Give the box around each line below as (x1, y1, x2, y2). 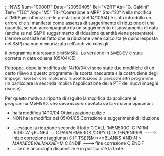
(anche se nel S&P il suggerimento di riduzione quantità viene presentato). (5, 30, 155, 36)
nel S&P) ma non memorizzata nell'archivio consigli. (5, 41, 110, 46)
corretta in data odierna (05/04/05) (5, 55, 76, 61)
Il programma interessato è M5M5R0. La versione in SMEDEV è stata (5, 50, 143, 56)
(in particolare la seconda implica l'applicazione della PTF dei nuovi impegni (5, 80, 158, 86)
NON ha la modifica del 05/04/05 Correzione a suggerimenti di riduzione (12, 115, 159, 121)
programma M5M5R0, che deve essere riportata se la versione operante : (5, 101, 153, 106)
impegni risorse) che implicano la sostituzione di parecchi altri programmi (5, 76, 153, 81)
